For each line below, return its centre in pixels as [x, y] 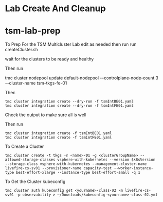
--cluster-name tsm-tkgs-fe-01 [36, 83]
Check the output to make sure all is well [46, 115]
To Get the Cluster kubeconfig [35, 182]
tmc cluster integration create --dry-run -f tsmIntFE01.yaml [69, 106]
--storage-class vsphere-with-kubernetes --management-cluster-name [76, 164]
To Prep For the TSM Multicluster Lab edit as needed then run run [71, 44]
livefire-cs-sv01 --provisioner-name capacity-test [58, 168]
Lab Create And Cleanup [55, 9]
